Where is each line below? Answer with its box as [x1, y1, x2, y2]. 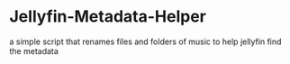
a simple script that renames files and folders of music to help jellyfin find [9, 36, 282, 47]
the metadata [9, 45, 59, 56]
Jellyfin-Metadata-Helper [9, 6, 207, 27]
